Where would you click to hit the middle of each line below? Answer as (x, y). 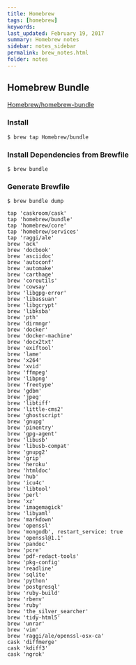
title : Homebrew (31, 14)
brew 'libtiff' (29, 403)
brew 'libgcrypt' (32, 305)
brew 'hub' (23, 477)
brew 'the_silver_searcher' (48, 612)
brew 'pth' (23, 318)
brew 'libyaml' (29, 514)
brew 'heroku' (28, 465)
